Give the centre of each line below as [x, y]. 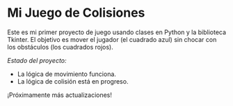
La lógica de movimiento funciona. [67, 74]
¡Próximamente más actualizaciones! [60, 95]
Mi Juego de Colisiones [76, 13]
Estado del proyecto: [37, 60]
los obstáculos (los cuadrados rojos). [60, 47]
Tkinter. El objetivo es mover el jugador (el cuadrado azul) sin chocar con [112, 39]
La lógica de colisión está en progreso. [73, 81]
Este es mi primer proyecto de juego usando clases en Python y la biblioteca [117, 32]
